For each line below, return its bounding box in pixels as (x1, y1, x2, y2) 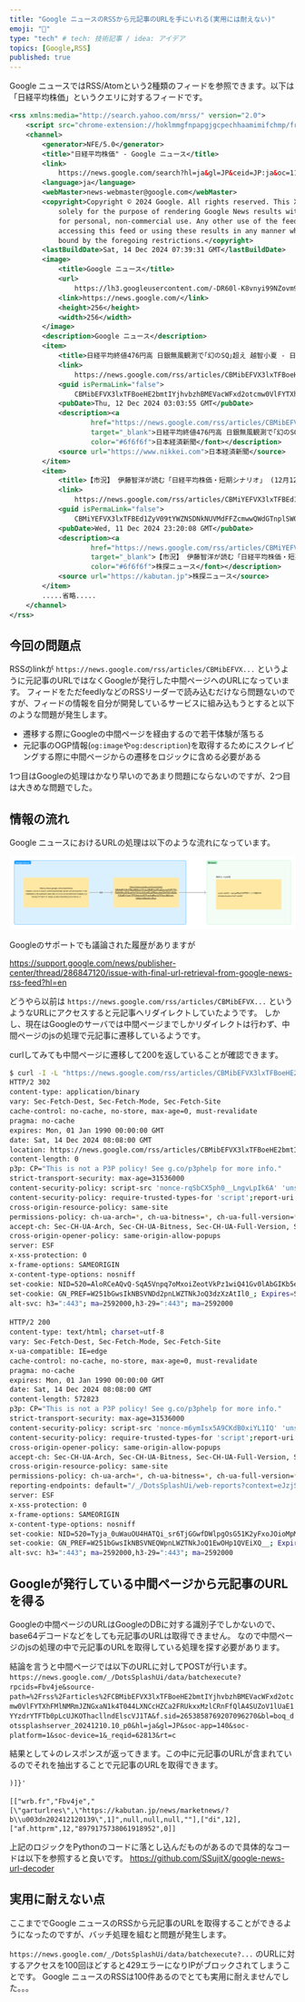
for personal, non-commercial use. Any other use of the (57, 217, 279, 226)
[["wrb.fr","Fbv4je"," (9, 1797, 95, 1806)
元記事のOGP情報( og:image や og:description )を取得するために (22, 740, 255, 751)
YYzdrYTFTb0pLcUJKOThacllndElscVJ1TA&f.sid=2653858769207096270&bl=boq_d (9, 1712, 295, 1721)
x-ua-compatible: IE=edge (9, 1347, 107, 1356)
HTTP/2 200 (9, 1318, 51, 1327)
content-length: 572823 (9, 1395, 100, 1404)
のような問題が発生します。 (9, 709, 113, 720)
